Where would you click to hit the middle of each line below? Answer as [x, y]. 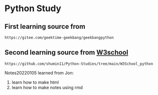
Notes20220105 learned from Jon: [39, 73]
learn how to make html [35, 82]
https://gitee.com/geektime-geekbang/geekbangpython [59, 38]
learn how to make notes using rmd [47, 87]
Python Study [33, 9]
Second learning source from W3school [67, 52]
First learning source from [45, 27]
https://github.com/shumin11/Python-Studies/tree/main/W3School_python [79, 64]
